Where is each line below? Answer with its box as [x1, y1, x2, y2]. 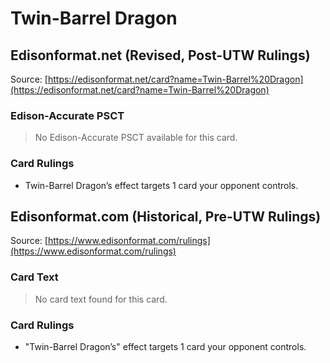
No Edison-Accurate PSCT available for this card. [34, 132, 238, 144]
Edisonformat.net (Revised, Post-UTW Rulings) [10, 47, 311, 64]
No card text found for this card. [34, 293, 168, 305]
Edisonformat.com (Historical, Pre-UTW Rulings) [10, 208, 322, 225]
